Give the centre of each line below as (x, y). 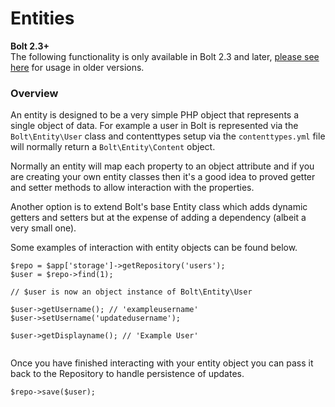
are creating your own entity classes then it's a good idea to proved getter (163, 177)
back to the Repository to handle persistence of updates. (127, 374)
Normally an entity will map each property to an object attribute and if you (162, 166)
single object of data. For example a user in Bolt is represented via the (154, 126)
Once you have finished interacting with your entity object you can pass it (162, 363)
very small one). (43, 228)
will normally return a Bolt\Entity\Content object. (113, 147)
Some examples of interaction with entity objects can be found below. (154, 248)
